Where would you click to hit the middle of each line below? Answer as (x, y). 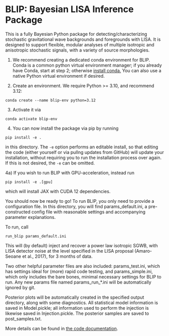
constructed (18, 212)
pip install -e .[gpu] (29, 182)
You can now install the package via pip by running (65, 128)
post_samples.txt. (23, 318)
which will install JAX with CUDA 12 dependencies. (58, 191)
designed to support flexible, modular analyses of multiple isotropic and (80, 44)
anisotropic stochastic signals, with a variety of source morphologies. (77, 50)
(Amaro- (143, 251)
